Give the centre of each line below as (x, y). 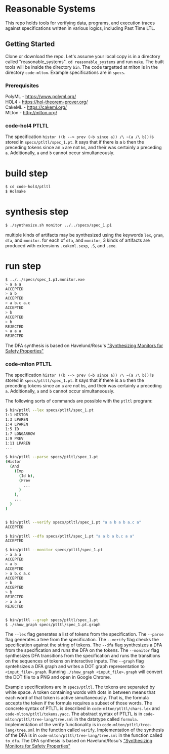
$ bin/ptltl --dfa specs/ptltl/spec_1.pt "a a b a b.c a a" (70, 536)
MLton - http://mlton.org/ (31, 113)
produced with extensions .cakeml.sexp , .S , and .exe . (61, 245)
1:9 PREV (14, 438)
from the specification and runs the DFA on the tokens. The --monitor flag (82, 650)
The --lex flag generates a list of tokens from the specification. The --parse (85, 634)
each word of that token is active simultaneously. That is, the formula (77, 698)
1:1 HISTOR (17, 415)
